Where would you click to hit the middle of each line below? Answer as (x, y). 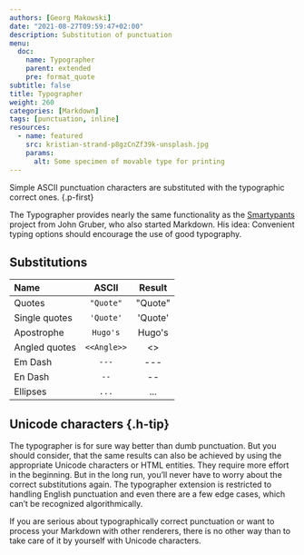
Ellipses (30, 391)
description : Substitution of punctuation (91, 35)
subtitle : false (40, 85)
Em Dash (33, 362)
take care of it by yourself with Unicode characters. (105, 540)
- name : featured (50, 136)
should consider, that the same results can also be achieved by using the (146, 456)
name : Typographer (60, 60)
